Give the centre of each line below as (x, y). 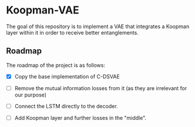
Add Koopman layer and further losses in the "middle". (80, 118)
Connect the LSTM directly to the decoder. (66, 106)
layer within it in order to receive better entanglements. (73, 32)
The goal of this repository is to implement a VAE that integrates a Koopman (98, 26)
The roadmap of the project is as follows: (56, 65)
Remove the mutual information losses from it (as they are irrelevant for (101, 88)
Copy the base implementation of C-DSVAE (67, 76)
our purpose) (31, 95)
